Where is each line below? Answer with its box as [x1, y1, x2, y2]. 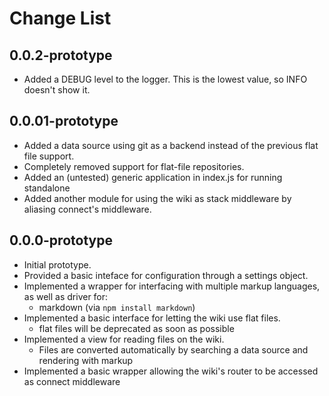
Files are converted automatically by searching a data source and [38, 343, 309, 356]
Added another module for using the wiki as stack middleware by [23, 192, 292, 204]
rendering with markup [38, 354, 134, 366]
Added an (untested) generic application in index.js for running [23, 171, 283, 183]
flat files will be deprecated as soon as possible [38, 322, 235, 334]
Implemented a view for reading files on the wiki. [23, 333, 225, 345]
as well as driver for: [23, 290, 109, 302]
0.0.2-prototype [9, 47, 113, 64]
